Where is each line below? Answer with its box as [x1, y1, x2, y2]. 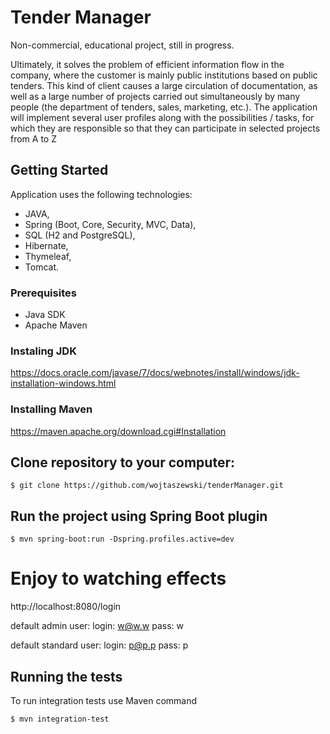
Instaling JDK [10, 344, 77, 358]
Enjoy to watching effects [10, 567, 227, 590]
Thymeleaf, [24, 250, 72, 262]
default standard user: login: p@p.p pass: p [10, 639, 189, 651]
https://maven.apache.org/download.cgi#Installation [10, 425, 227, 437]
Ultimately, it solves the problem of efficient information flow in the [10, 58, 285, 70]
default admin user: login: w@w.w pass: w [10, 620, 184, 632]
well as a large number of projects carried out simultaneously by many [10, 90, 301, 102]
